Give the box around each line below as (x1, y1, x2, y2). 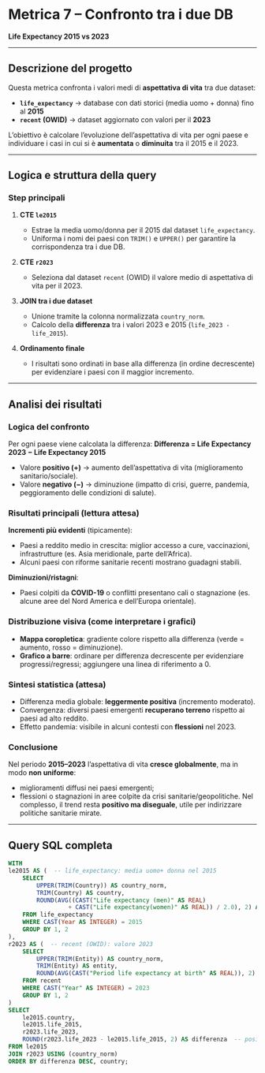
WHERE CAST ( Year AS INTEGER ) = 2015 (22, 918, 144, 926)
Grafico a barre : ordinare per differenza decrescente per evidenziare (19, 650, 244, 660)
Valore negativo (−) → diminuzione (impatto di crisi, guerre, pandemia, (19, 479, 250, 490)
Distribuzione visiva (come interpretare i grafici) (8, 617, 196, 628)
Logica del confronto (8, 421, 90, 432)
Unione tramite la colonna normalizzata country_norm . (31, 311, 205, 321)
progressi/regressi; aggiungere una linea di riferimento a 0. (19, 659, 211, 669)
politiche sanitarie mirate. (19, 808, 103, 818)
